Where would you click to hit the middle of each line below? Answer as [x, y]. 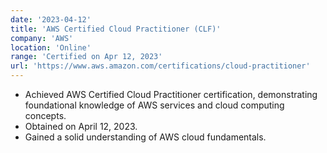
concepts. [45, 115]
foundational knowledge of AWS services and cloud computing [154, 105]
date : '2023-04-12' [51, 19]
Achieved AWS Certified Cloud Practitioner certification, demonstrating [171, 94]
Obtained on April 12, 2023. [81, 126]
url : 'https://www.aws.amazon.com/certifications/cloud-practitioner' [160, 66]
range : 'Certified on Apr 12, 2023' [86, 57]
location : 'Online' [51, 47]
